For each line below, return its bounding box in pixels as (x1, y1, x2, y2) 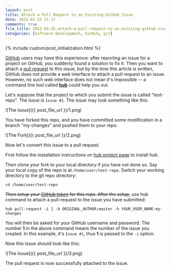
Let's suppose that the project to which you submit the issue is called (5, 92, 151, 98)
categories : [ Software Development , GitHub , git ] (5, 31, 113, 36)
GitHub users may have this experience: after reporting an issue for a (5, 55, 150, 61)
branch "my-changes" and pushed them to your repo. (5, 123, 118, 128)
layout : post (5, 7, 33, 13)
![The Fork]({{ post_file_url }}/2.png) (5, 132, 81, 138)
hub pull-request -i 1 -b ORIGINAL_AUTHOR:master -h (5, 206, 120, 212)
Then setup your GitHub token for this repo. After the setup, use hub (5, 191, 149, 197)
